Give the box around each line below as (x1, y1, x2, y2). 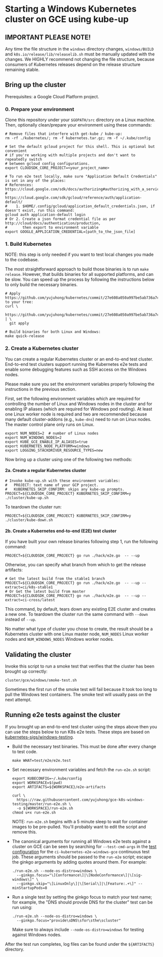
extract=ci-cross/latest (5, 597, 55, 603)
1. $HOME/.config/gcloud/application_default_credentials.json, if (16, 204, 155, 209)
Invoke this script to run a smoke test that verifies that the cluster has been (5, 663, 155, 669)
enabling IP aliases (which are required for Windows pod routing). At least (5, 406, 152, 412)
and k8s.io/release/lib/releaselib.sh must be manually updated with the (5, 51, 155, 57)
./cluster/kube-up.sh (5, 495, 49, 500)
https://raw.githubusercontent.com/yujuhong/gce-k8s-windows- (16, 797, 145, 802)
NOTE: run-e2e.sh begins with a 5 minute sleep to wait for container (12, 818, 148, 824)
